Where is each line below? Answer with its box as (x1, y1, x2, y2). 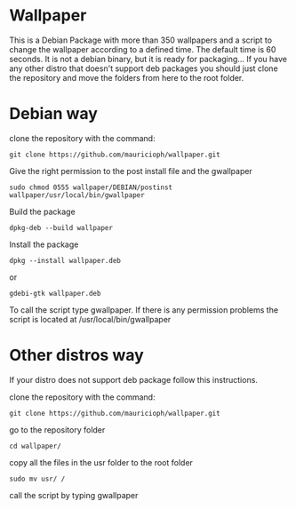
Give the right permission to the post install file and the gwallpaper (9, 165, 253, 176)
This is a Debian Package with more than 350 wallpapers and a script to (9, 35, 273, 45)
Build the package (9, 206, 76, 217)
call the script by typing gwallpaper (9, 489, 139, 500)
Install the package (9, 239, 79, 250)
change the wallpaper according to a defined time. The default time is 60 (9, 44, 276, 54)
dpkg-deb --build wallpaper (9, 223, 114, 232)
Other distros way (9, 346, 144, 365)
